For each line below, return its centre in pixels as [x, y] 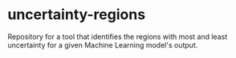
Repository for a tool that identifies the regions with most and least [118, 37]
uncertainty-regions [77, 15]
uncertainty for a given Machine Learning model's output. [103, 44]
